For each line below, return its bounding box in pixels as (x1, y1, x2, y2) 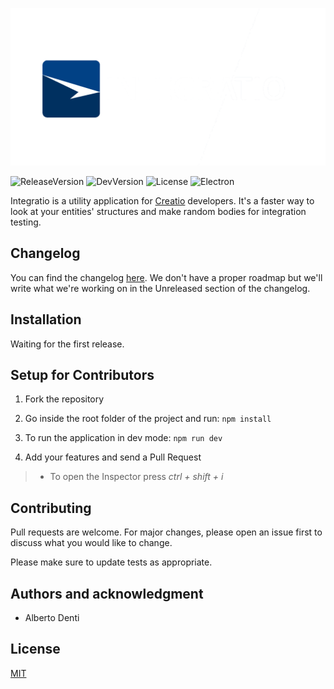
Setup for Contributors (10, 367, 155, 384)
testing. (10, 216, 42, 228)
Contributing (10, 499, 92, 517)
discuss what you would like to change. (10, 537, 173, 549)
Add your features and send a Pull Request (24, 451, 202, 463)
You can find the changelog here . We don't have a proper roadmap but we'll (10, 271, 323, 283)
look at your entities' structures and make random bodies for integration (10, 206, 307, 217)
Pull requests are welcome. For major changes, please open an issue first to (10, 526, 323, 538)
